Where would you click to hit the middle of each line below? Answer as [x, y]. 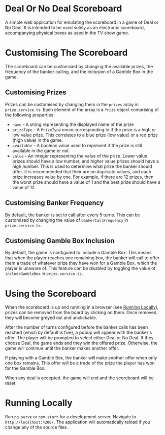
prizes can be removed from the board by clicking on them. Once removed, [82, 313]
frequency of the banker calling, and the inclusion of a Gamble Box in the [79, 72]
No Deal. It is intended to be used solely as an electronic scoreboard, [75, 27]
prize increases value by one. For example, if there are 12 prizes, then [83, 177]
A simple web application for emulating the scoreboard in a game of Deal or [82, 22]
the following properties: [30, 115]
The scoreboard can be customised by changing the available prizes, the [79, 66]
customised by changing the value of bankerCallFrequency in [67, 220]
